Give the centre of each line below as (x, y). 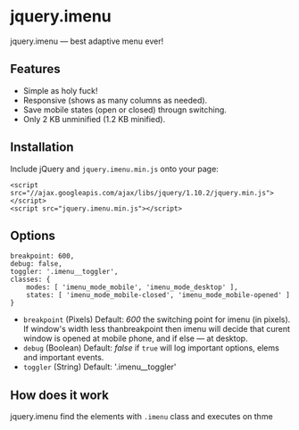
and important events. (63, 358)
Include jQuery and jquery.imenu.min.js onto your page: (115, 169)
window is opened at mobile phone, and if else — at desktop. (135, 339)
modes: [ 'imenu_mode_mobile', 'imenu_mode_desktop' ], (133, 287)
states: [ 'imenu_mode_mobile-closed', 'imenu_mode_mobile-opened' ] (158, 295)
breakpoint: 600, (42, 256)
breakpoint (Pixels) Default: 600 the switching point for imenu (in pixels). (157, 319)
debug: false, (37, 264)
